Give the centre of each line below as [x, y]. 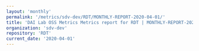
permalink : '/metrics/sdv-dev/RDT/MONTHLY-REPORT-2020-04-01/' [86, 17]
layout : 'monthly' [29, 11]
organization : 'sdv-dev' [37, 28]
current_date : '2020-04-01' [41, 39]
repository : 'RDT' [29, 33]
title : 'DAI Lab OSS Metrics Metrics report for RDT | [75, 22]
